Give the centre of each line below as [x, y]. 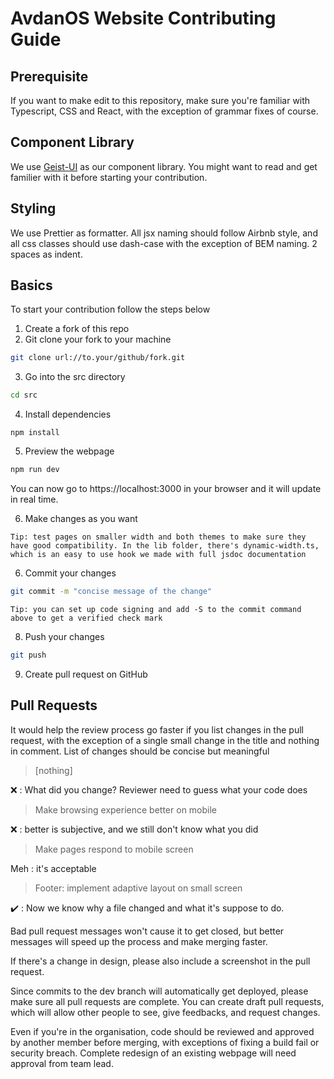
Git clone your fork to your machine [98, 339]
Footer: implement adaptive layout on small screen [138, 888]
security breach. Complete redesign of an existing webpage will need [153, 1053]
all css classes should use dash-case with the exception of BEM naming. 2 [164, 243]
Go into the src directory [75, 377]
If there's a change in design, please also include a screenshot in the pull [160, 961]
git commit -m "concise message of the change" [111, 592]
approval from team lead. [62, 1063]
